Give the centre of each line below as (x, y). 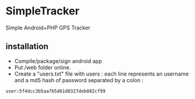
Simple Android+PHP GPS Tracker (48, 28)
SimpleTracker (42, 11)
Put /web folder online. (42, 67)
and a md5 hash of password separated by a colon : (79, 80)
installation (27, 46)
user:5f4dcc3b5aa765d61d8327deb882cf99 (56, 91)
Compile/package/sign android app (58, 61)
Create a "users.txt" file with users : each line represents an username (101, 74)
